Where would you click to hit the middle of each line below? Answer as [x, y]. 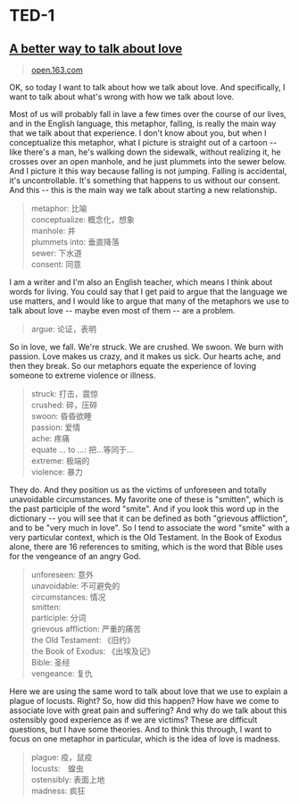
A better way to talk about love [96, 49]
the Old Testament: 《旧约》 [83, 640]
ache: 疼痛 [50, 438]
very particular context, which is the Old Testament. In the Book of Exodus [146, 537]
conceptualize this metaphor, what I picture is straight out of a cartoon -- [143, 142]
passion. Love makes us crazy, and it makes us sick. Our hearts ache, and [145, 356]
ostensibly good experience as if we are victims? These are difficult [133, 720]
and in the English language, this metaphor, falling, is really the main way [143, 123]
